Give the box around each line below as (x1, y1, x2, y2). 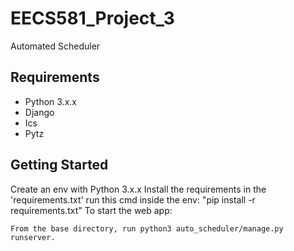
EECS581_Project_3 (10, 7, 175, 30)
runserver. (10, 232, 56, 242)
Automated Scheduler (10, 40, 101, 52)
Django (24, 106, 55, 118)
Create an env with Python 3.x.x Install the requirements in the (10, 183, 267, 195)
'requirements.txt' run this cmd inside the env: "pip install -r (10, 193, 256, 206)
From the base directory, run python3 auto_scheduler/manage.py (10, 223, 284, 234)
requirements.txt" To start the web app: (10, 204, 173, 216)
